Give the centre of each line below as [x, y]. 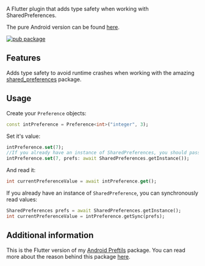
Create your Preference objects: [46, 113]
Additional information [50, 235]
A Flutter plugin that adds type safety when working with [77, 9]
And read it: [21, 170]
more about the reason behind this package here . [68, 256]
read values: [22, 199]
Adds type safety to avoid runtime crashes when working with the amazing [100, 73]
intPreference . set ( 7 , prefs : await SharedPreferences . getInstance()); [98, 159]
